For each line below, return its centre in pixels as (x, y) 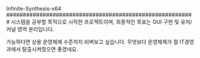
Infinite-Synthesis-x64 (34, 9)
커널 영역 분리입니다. (30, 29)
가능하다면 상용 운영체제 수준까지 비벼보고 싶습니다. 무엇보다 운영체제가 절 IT (96, 42)
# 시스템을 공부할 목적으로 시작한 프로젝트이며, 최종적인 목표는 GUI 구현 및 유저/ (99, 22)
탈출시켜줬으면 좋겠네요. (50, 49)
